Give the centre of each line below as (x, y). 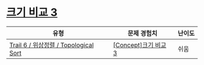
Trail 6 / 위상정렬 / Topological (52, 45)
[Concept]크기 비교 (140, 45)
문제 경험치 (142, 33)
